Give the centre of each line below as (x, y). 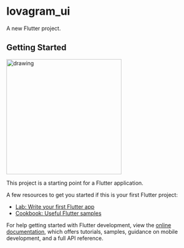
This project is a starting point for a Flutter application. (75, 183)
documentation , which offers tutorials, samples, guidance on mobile (92, 231)
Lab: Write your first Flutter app (55, 206)
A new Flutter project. (34, 28)
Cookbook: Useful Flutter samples (58, 213)
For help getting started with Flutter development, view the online (89, 225)
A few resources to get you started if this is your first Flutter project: (92, 195)
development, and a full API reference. (55, 238)
